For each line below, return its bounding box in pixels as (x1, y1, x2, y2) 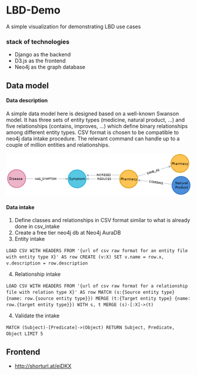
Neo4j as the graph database (14, 63, 85, 71)
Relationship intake (14, 271, 61, 278)
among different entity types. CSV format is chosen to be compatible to (6, 129, 179, 136)
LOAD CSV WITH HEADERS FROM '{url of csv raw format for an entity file (6, 248, 188, 254)
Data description (6, 97, 48, 104)
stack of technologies (6, 38, 69, 46)
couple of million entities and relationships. (6, 141, 110, 148)
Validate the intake (14, 312, 60, 319)
